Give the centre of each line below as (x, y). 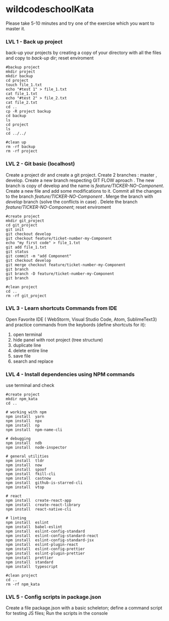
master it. (16, 28)
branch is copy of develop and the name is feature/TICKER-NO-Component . (85, 186)
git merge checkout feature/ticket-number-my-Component (66, 265)
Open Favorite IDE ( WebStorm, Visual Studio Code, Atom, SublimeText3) (81, 319)
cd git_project (22, 225)
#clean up (16, 142)
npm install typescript (32, 567)
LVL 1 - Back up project (34, 41)
